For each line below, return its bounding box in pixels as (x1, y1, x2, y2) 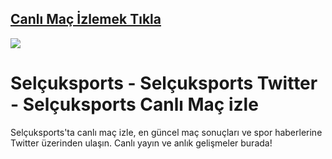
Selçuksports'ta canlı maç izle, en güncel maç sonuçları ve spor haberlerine (10, 126, 323, 138)
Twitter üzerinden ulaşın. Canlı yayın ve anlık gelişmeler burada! (10, 137, 273, 149)
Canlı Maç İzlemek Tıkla (10, 11, 162, 28)
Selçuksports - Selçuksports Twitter (10, 72, 318, 94)
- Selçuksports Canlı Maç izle (10, 93, 259, 116)
